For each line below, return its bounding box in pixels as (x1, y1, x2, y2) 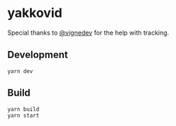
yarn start (7, 112, 40, 119)
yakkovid (7, 5, 62, 21)
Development (7, 49, 69, 61)
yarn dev (7, 67, 33, 75)
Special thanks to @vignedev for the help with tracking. (7, 28, 170, 37)
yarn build (7, 105, 40, 113)
